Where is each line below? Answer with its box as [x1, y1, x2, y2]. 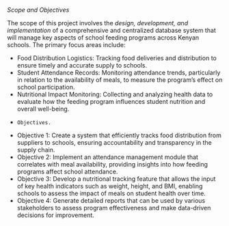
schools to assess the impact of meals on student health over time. [16, 189, 206, 197]
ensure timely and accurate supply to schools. [16, 61, 148, 69]
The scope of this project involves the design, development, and [7, 19, 189, 27]
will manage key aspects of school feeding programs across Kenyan [7, 33, 200, 42]
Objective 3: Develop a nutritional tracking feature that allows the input [16, 175, 216, 183]
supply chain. [16, 146, 55, 154]
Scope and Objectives [7, 6, 70, 14]
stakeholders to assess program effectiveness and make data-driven [16, 204, 211, 212]
